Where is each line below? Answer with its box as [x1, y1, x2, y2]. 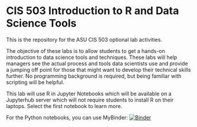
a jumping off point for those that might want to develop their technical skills [6, 66, 191, 73]
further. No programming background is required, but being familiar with [6, 72, 182, 79]
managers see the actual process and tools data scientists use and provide [6, 60, 188, 67]
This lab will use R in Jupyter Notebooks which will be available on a [6, 90, 172, 97]
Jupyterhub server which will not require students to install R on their [6, 96, 174, 103]
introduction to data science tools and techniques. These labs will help [6, 54, 178, 61]
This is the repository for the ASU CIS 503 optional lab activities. [6, 36, 162, 43]
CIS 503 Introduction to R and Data [6, 4, 179, 18]
